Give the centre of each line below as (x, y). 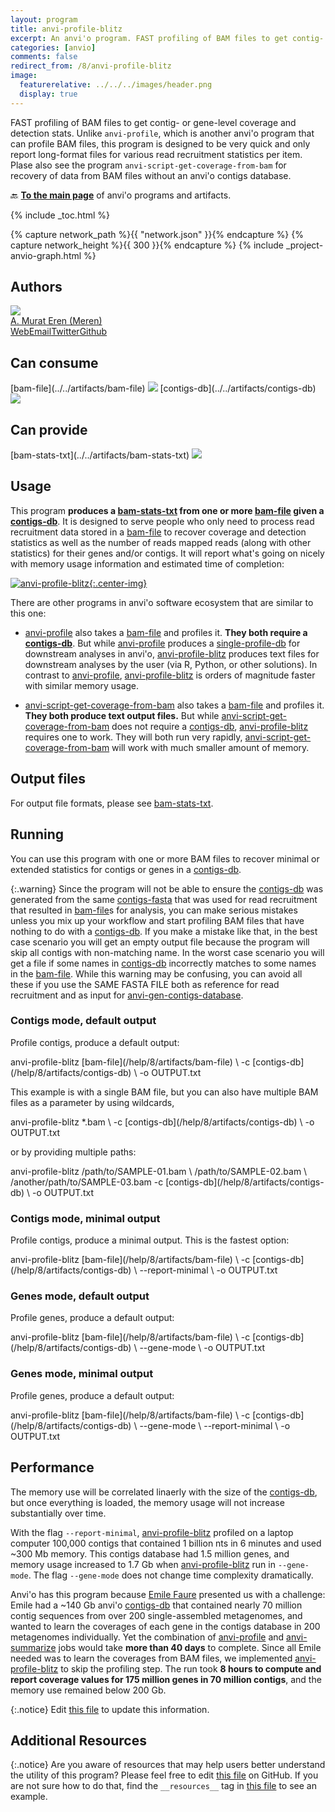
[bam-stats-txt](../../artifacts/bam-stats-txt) (100, 455)
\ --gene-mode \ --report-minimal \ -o (212, 1425)
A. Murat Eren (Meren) (56, 321)
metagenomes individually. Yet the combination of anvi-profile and (147, 1637)
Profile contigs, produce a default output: (95, 1042)
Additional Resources (78, 1740)
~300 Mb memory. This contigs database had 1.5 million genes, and (150, 1553)
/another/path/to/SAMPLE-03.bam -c (87, 1182)
